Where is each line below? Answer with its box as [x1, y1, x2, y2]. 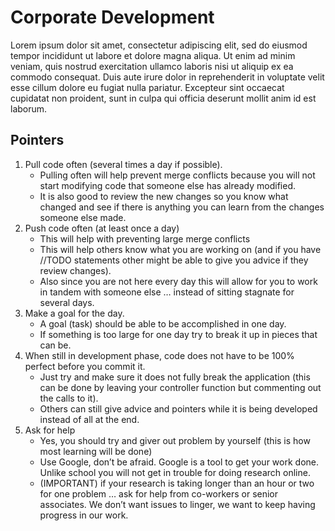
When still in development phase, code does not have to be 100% [24, 349, 295, 361]
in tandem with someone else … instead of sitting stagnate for [39, 286, 295, 298]
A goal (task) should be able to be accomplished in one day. [39, 317, 287, 330]
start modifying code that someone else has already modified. [39, 179, 296, 191]
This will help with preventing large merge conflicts [39, 232, 251, 245]
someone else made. [39, 211, 127, 223]
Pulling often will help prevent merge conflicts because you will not [39, 169, 316, 181]
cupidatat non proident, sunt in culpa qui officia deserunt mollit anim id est [10, 92, 317, 104]
